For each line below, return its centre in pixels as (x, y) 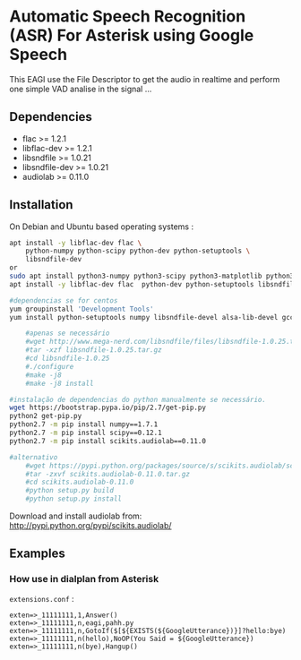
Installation (41, 205)
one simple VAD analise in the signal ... (81, 89)
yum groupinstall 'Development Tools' (82, 309)
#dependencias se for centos (64, 300)
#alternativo (34, 457)
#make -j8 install (60, 383)
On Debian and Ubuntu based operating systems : (102, 227)
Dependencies (51, 117)
